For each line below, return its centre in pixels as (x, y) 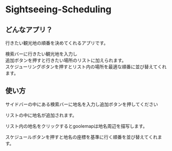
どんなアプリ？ (29, 30)
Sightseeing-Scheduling (59, 10)
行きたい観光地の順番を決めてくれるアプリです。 (57, 43)
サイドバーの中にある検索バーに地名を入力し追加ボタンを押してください (82, 104)
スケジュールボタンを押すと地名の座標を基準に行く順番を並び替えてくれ (81, 137)
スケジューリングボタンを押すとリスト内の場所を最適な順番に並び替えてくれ (86, 67)
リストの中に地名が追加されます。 (41, 115)
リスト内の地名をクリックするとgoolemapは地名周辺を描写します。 (77, 126)
